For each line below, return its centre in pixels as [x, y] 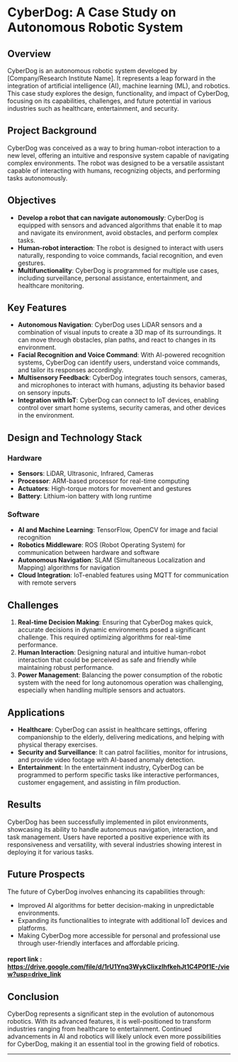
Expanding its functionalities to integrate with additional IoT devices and [123, 920]
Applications [36, 712]
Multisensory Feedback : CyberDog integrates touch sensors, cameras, [123, 378]
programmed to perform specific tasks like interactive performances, [118, 775]
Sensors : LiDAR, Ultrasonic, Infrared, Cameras [85, 474]
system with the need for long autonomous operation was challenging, [120, 683]
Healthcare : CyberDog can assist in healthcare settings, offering [112, 730]
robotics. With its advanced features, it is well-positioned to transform [109, 1022]
